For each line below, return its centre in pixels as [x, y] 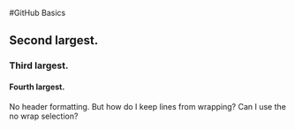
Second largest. [54, 40]
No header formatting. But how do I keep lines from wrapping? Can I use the [148, 106]
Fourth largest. [37, 87]
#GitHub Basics [38, 13]
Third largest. [39, 65]
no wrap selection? [44, 116]
